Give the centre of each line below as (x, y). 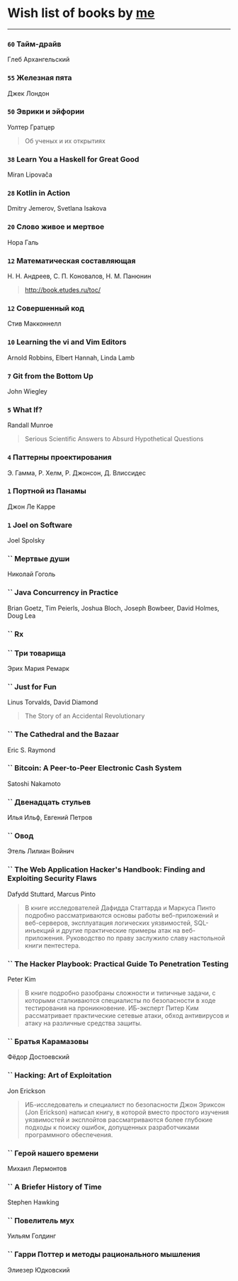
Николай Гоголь (32, 574)
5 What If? (25, 409)
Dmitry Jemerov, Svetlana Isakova (57, 209)
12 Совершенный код (46, 308)
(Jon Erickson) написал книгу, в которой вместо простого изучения (127, 1112)
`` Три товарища (36, 653)
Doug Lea (22, 616)
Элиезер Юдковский (39, 1270)
